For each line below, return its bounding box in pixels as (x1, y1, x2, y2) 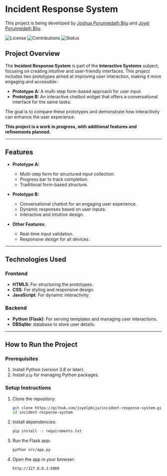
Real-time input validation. (19, 231, 74, 237)
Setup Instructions (5, 384, 51, 391)
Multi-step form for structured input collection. (19, 171, 115, 177)
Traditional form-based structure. (19, 181, 88, 188)
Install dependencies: (12, 419, 57, 425)
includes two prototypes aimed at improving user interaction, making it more (5, 73, 162, 79)
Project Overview (5, 49, 60, 58)
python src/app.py (12, 448, 51, 453)
